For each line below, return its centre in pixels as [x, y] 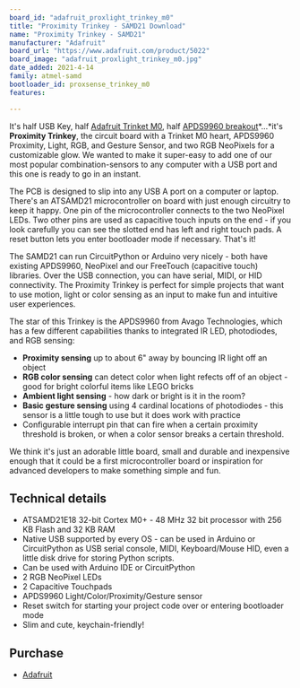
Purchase [37, 653]
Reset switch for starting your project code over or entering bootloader [153, 605]
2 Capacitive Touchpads [67, 587]
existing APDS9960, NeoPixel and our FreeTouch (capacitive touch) [134, 266]
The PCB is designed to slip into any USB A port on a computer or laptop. [144, 191]
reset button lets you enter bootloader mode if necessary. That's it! [133, 239]
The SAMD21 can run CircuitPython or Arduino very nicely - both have [139, 256]
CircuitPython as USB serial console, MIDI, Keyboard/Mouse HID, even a [155, 549]
